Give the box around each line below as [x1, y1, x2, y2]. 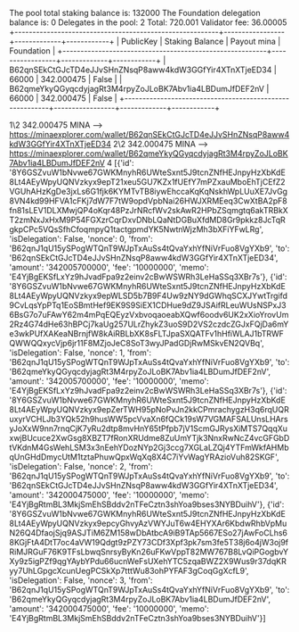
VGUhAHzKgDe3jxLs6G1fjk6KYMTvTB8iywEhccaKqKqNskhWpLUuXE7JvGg [9, 187, 287, 196]
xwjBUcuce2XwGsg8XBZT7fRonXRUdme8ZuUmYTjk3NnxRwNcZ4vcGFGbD [9, 433, 290, 443]
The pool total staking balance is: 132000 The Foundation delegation [9, 8, 261, 18]
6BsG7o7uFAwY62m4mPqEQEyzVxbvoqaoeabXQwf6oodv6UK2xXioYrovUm [9, 310, 289, 320]
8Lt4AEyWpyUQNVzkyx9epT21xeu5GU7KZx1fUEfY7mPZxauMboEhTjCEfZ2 [9, 177, 287, 187]
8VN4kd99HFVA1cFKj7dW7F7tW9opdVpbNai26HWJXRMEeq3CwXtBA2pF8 [9, 195, 287, 206]
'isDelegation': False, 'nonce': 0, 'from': [9, 234, 153, 244]
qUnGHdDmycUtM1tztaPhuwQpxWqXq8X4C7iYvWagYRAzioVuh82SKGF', [9, 452, 279, 462]
